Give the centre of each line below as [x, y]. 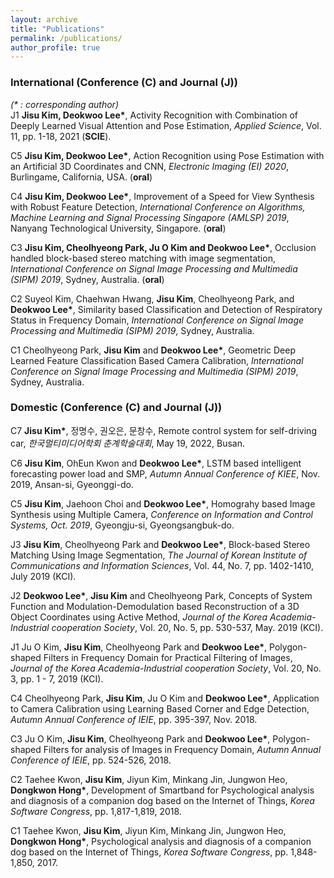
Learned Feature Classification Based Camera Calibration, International [157, 360]
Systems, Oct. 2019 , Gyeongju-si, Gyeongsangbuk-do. [122, 525]
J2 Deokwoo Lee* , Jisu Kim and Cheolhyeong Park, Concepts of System [161, 595]
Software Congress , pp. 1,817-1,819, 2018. [96, 811]
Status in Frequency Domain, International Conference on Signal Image [157, 320]
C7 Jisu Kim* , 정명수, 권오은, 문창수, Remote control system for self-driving [163, 430]
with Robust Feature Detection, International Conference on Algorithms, [158, 207]
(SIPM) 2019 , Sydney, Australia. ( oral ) [87, 279]
